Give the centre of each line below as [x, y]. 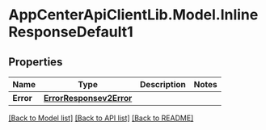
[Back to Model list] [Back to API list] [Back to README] [101, 118]
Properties [36, 62]
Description [163, 84]
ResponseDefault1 [71, 32]
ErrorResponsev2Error [88, 98]
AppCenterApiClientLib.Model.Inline [133, 15]
